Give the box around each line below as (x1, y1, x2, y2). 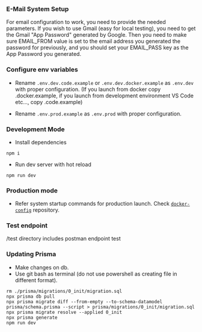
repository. (32, 206, 60, 214)
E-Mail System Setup (6, 5, 69, 13)
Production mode (6, 186, 58, 194)
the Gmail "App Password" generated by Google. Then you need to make (6, 31, 187, 38)
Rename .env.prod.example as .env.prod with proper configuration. (14, 110, 182, 117)
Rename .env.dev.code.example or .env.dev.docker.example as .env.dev (14, 79, 194, 86)
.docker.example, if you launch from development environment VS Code (14, 92, 194, 99)
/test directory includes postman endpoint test (6, 235, 121, 242)
